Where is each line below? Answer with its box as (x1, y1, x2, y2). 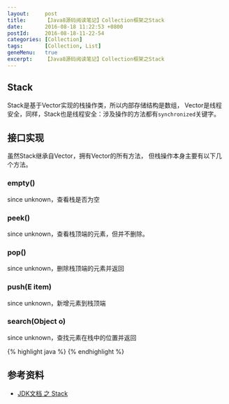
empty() (7, 179, 36, 188)
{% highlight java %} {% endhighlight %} (7, 347, 124, 356)
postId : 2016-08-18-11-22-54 (7, 29, 105, 37)
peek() (7, 213, 30, 223)
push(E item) (7, 282, 52, 292)
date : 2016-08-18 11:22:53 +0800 (7, 23, 124, 30)
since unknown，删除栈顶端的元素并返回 (7, 264, 124, 273)
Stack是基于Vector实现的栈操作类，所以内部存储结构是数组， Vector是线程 (7, 100, 222, 109)
